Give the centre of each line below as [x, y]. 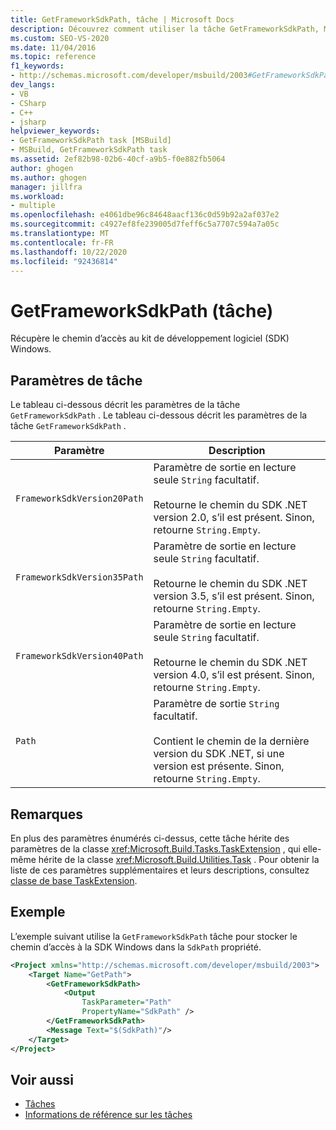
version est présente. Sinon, [219, 766]
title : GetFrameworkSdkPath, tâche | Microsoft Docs [122, 19]
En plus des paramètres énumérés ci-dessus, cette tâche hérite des [150, 838]
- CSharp [28, 103]
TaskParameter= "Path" [126, 1002]
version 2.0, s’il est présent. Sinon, [234, 518]
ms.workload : [37, 196]
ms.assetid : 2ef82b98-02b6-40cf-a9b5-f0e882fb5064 [118, 159]
